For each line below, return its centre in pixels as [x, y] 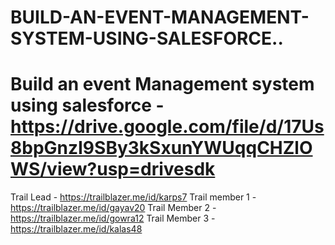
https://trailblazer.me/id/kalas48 [76, 229]
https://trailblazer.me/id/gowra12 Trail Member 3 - [113, 218]
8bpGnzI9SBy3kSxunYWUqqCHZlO [161, 148]
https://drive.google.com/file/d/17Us [167, 127]
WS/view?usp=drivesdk [113, 169]
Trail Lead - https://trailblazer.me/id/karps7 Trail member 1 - [133, 197]
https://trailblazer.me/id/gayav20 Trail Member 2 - [113, 208]
